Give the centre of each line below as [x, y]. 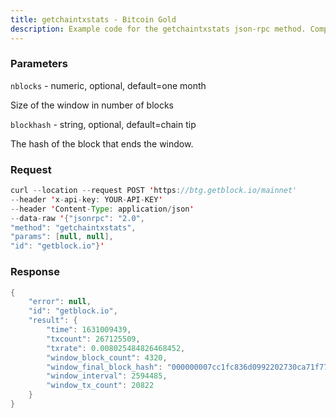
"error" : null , [60, 302]
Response [35, 272]
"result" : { [53, 321]
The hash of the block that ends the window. [102, 143]
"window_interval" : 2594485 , [107, 376]
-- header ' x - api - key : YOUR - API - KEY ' [86, 199]
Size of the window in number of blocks [92, 105]
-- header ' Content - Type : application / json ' [102, 209]
